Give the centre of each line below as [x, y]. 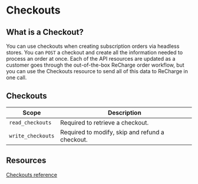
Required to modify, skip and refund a [112, 132]
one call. [16, 78]
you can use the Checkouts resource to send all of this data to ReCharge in [97, 71]
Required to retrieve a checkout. [104, 123]
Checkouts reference [32, 175]
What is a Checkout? [45, 32]
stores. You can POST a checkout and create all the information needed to [95, 52]
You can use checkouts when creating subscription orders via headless [93, 46]
